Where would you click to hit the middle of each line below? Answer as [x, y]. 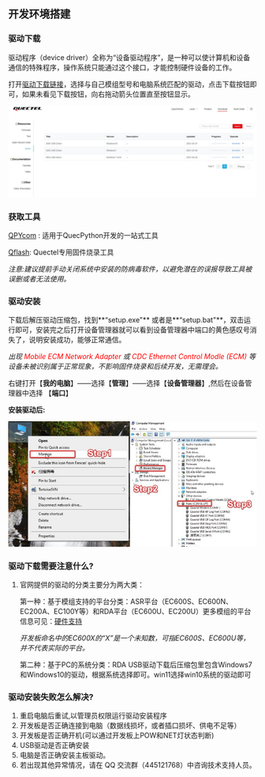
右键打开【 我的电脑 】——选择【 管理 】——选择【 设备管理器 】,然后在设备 [127, 383]
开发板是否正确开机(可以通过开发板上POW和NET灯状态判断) [117, 736]
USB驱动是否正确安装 [54, 745]
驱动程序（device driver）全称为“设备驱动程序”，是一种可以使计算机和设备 [129, 57]
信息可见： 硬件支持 [51, 621]
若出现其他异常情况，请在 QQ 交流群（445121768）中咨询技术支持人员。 [138, 765]
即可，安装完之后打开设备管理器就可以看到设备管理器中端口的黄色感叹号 [132, 330]
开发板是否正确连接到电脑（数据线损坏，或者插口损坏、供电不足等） [130, 726]
